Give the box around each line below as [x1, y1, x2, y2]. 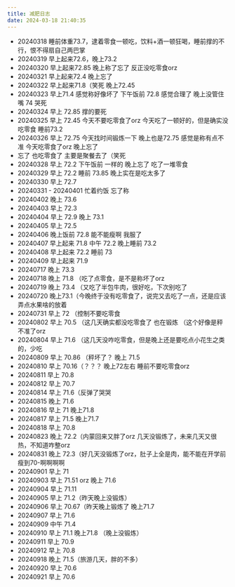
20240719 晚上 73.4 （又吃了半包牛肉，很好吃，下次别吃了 [17, 282, 188, 291]
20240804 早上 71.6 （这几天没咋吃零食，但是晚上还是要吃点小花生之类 [17, 335, 225, 344]
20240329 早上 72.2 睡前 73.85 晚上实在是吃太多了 [17, 169, 166, 177]
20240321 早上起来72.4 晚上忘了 [17, 72, 113, 81]
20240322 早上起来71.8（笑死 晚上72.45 [17, 81, 135, 89]
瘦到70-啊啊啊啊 [17, 458, 65, 467]
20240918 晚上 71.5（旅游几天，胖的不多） [17, 555, 142, 563]
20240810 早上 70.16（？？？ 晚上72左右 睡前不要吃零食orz [17, 362, 190, 370]
